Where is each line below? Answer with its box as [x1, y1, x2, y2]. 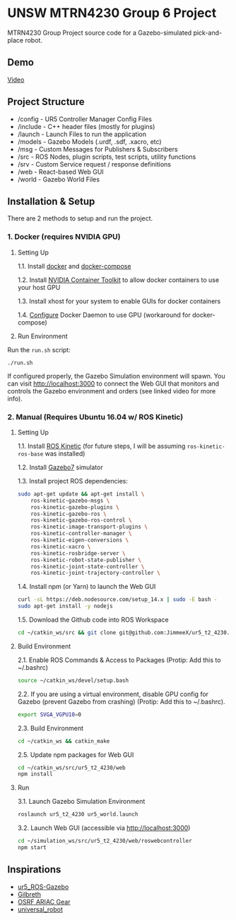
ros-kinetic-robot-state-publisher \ [30, 556, 142, 563]
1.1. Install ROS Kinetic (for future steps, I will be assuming [17, 442, 186, 450]
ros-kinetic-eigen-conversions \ [30, 537, 129, 544]
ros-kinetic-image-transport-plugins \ [30, 523, 148, 531]
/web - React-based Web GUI [17, 167, 104, 176]
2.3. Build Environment [17, 724, 83, 732]
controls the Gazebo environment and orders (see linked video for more [7, 386, 216, 395]
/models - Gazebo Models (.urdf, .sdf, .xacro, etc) [17, 137, 162, 146]
